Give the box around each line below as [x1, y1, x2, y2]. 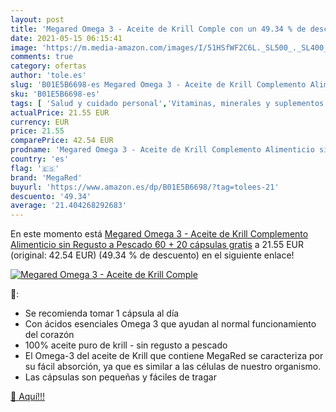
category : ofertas [10, 61, 87, 71]
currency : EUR [10, 117, 70, 127]
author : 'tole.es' [10, 71, 87, 81]
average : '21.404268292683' [10, 201, 128, 211]
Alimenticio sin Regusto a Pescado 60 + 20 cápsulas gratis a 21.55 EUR [10, 239, 304, 251]
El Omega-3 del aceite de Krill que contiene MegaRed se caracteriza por [24, 350, 324, 362]
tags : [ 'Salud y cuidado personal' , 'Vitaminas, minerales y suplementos [10, 98, 325, 108]
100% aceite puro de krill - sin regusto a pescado [24, 339, 228, 351]
